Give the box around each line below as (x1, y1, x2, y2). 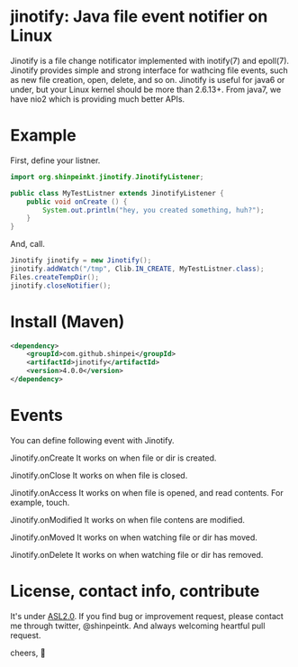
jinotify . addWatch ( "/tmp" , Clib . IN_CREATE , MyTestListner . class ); (10, 264, 265, 273)
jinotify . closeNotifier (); (10, 281, 112, 290)
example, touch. (10, 497, 70, 507)
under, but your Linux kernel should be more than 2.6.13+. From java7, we (10, 84, 282, 95)
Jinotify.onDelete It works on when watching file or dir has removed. (10, 549, 264, 560)
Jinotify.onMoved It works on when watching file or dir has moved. (10, 532, 257, 543)
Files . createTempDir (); (10, 272, 100, 281)
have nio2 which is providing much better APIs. (10, 93, 185, 105)
